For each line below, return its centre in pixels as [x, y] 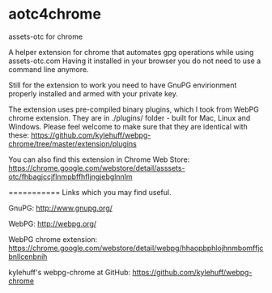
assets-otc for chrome [46, 36]
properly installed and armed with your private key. [93, 93]
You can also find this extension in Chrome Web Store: [99, 159]
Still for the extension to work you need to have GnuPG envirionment [123, 85]
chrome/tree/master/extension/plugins [73, 143]
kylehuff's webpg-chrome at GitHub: [70, 272]
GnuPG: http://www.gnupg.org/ [61, 208]
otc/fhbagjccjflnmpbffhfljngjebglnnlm [70, 176]
